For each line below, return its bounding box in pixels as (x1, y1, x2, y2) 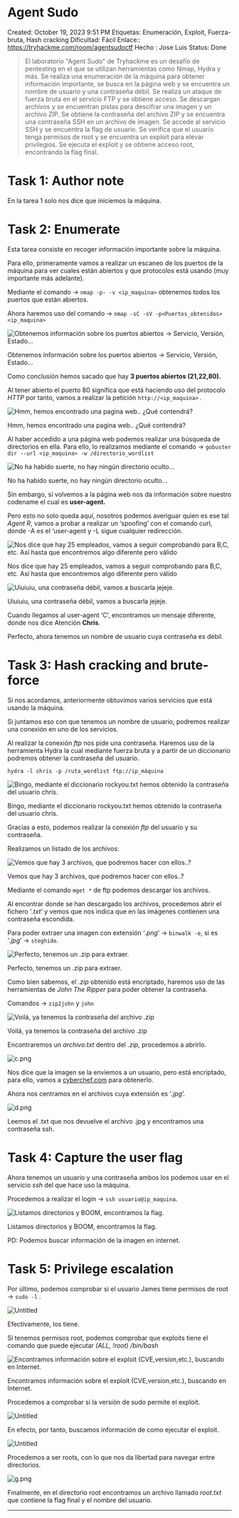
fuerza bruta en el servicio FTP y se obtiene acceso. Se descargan (24, 94, 221, 103)
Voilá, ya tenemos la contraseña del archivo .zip (7, 1026, 148, 1035)
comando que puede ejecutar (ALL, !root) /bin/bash (7, 1341, 159, 1350)
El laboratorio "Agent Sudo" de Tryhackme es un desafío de (24, 56, 201, 65)
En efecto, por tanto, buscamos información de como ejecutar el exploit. (7, 1425, 219, 1434)
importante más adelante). (7, 274, 85, 282)
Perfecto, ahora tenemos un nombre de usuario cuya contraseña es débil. (7, 632, 224, 640)
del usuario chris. (7, 809, 58, 817)
